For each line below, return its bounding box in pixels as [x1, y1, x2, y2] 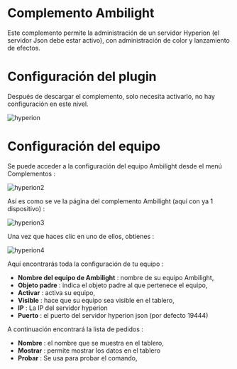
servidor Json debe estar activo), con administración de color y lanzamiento [7, 36, 231, 44]
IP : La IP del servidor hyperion [17, 304, 108, 312]
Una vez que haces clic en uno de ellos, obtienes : [7, 232, 155, 240]
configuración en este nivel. [7, 100, 89, 108]
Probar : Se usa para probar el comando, [17, 353, 138, 362]
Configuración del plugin [7, 69, 157, 85]
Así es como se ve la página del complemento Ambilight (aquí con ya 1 [7, 197, 214, 205]
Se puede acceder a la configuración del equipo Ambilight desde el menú [7, 161, 222, 170]
